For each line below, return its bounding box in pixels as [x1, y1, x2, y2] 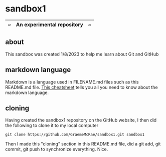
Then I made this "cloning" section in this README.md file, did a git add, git [5, 141, 161, 147]
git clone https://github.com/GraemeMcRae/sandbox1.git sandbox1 [5, 132, 144, 137]
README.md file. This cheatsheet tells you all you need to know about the [5, 84, 158, 90]
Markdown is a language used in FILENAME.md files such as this [5, 78, 139, 85]
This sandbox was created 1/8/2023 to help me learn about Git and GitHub [5, 51, 159, 57]
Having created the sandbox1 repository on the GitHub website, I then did [5, 117, 157, 123]
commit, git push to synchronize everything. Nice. [5, 146, 108, 152]
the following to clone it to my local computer [5, 122, 99, 128]
